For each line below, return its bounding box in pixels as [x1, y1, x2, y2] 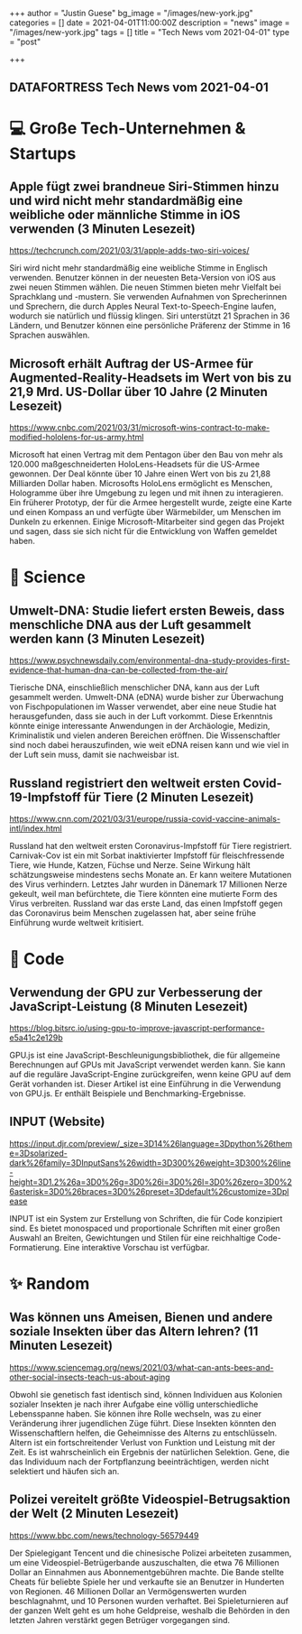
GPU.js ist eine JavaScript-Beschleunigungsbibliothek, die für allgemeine [9, 1050, 281, 1061]
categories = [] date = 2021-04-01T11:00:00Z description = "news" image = [9, 17, 290, 28]
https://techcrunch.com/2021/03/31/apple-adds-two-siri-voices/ [9, 245, 250, 256]
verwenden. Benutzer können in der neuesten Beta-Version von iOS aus [9, 272, 277, 283]
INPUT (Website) [9, 1114, 105, 1130]
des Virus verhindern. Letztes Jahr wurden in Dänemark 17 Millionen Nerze [9, 879, 288, 890]
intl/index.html [9, 823, 62, 834]
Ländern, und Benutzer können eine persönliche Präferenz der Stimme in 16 [9, 320, 291, 331]
